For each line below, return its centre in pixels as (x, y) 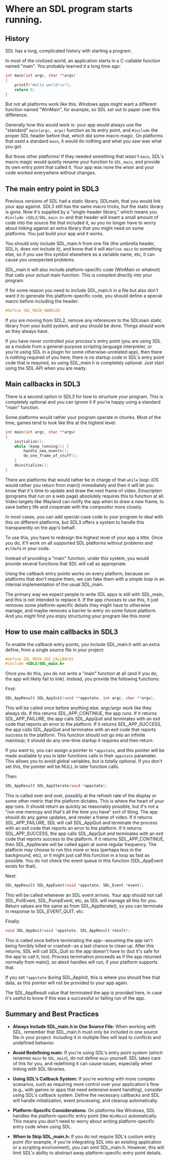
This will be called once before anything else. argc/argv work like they (78, 708)
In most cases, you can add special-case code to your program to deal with (84, 516)
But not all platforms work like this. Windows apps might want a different (81, 104)
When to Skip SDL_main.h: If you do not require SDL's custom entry (84, 1137)
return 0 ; (25, 90)
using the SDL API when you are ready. (46, 368)
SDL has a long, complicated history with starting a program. (69, 51)
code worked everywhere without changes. (51, 173)
